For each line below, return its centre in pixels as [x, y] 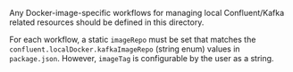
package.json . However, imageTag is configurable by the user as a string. [142, 58]
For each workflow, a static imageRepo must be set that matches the [133, 40]
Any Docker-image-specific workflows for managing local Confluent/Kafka [147, 13]
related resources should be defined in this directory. [107, 22]
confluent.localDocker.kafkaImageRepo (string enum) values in [125, 49]
